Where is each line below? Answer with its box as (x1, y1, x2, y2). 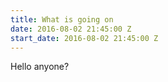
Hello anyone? (10, 61, 70, 73)
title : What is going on (10, 14, 114, 25)
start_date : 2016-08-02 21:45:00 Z (10, 33, 159, 43)
